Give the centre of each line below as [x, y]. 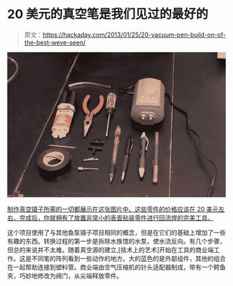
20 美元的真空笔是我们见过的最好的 [108, 14]
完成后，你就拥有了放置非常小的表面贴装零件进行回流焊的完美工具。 [116, 218]
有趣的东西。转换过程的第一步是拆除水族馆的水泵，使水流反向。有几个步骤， [116, 241]
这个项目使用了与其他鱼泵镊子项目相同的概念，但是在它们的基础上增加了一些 [116, 233]
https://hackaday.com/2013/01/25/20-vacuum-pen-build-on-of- [134, 35]
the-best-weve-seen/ [55, 42]
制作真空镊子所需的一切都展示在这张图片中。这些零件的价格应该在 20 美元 [113, 209]
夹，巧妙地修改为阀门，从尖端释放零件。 [65, 276]
